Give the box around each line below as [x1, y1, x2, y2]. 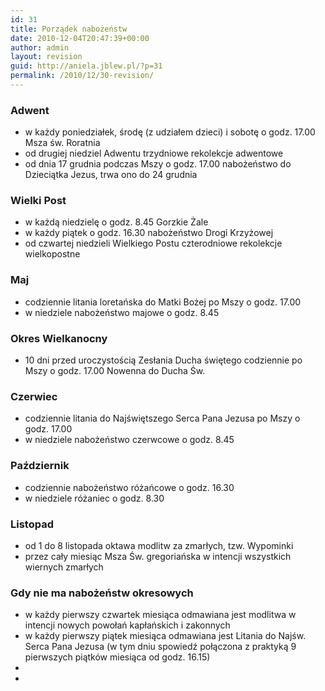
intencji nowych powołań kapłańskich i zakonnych [24, 619, 231, 631]
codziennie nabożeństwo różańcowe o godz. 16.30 [24, 481, 235, 493]
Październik [10, 459, 70, 473]
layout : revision [10, 52, 83, 62]
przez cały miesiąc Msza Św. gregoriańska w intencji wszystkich [24, 550, 292, 562]
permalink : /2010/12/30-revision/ [10, 71, 155, 81]
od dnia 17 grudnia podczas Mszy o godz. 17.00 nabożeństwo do [24, 158, 292, 170]
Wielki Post [10, 194, 67, 208]
